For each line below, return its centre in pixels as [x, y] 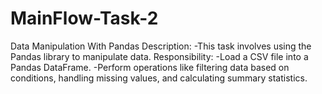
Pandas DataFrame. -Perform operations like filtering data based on [150, 67]
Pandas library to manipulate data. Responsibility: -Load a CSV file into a [159, 56]
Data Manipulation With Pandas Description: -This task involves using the [161, 46]
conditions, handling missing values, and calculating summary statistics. [159, 78]
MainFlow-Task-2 [84, 18]
